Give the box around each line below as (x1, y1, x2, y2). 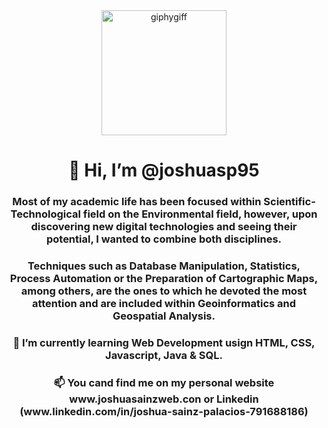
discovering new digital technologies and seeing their (30, 220, 298, 234)
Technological (10, 207, 81, 221)
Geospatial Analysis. (112, 309, 216, 323)
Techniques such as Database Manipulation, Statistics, (27, 259, 301, 273)
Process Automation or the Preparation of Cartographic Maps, (9, 272, 319, 286)
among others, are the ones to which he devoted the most (20, 284, 308, 298)
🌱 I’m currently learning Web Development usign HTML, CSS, (12, 335, 316, 349)
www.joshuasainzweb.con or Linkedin (69, 392, 259, 406)
